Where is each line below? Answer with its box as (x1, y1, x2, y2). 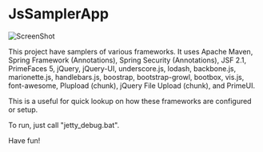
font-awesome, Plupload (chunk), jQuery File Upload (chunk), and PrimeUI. (8, 81, 256, 90)
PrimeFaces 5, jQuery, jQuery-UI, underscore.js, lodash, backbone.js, (8, 63, 237, 73)
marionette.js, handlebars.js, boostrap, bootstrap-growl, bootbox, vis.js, (8, 72, 245, 82)
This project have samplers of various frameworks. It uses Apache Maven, (8, 46, 253, 56)
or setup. (8, 105, 38, 114)
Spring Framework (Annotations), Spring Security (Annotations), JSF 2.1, (8, 55, 246, 65)
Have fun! (8, 135, 41, 145)
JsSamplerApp (8, 5, 110, 23)
